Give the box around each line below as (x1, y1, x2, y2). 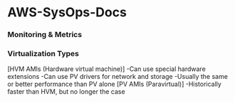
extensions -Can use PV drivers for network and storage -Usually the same (7, 72, 228, 81)
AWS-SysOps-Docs (7, 4, 127, 21)
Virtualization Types (7, 49, 80, 59)
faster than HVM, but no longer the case (7, 87, 126, 96)
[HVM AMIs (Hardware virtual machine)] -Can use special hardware (7, 65, 207, 73)
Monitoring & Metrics (7, 30, 83, 40)
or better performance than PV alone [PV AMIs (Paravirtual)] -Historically (7, 80, 222, 89)
